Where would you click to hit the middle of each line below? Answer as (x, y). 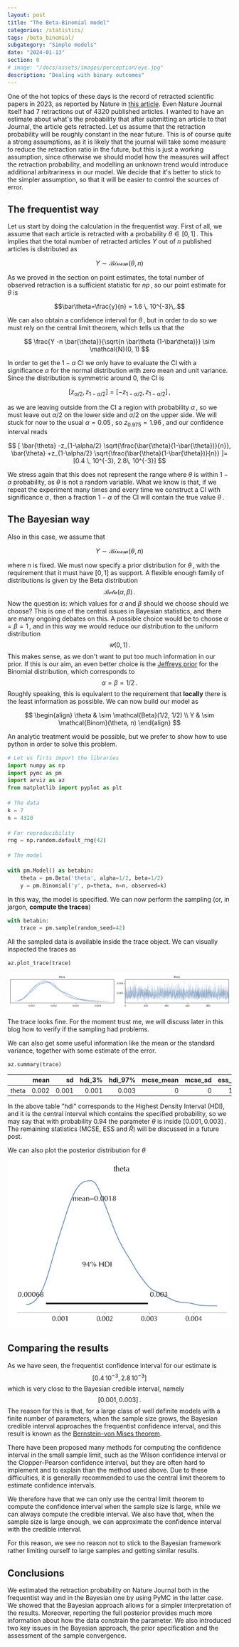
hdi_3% (91, 1080)
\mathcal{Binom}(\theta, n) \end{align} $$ (119, 722)
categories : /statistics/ (46, 30)
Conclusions (36, 1573)
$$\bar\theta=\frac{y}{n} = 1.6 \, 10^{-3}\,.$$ (119, 307)
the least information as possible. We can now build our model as (103, 701)
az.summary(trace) (34, 1064)
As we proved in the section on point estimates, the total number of (106, 278)
